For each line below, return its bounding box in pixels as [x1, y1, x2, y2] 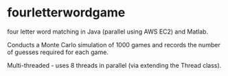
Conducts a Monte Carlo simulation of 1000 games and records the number [7, 40, 221, 49]
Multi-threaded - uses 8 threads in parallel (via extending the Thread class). [7, 61, 222, 69]
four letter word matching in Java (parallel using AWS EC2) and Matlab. [7, 27, 208, 36]
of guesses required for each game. [7, 48, 109, 56]
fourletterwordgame [7, 5, 126, 21]
